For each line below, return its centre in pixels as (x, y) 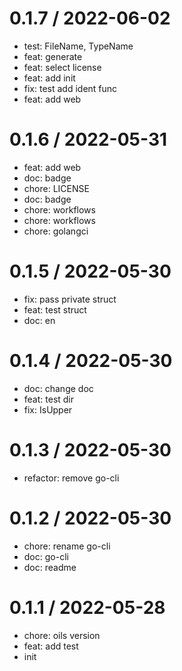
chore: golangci (56, 231)
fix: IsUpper (48, 409)
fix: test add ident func (70, 88)
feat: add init (49, 78)
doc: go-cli (46, 556)
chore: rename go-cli (67, 546)
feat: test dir (49, 399)
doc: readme (50, 567)
